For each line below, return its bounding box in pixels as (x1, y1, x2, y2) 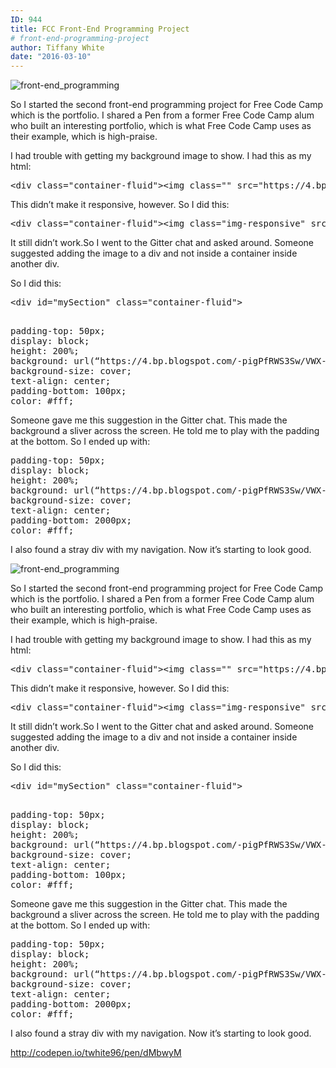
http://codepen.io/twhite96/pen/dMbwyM (10, 1047, 182, 1059)
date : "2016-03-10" (10, 52, 92, 62)
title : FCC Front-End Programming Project (10, 24, 190, 34)
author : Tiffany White (10, 42, 105, 53)
